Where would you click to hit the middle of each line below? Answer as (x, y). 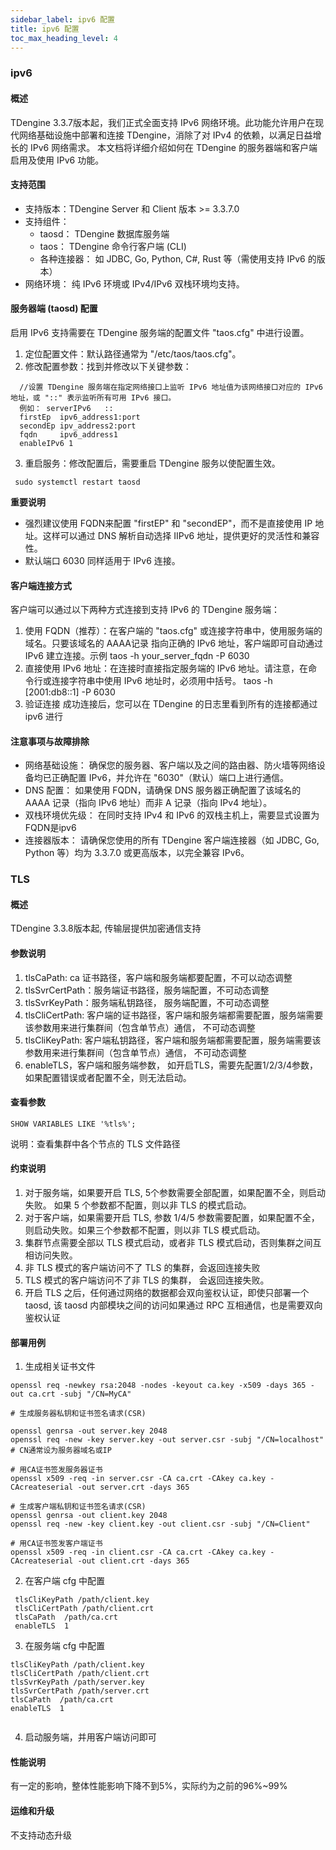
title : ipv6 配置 (45, 29)
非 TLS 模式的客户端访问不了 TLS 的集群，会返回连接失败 (142, 1268)
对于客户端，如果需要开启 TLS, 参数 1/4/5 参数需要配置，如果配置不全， (172, 1218)
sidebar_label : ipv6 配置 (62, 19)
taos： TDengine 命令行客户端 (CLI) (113, 246)
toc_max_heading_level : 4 (64, 38)
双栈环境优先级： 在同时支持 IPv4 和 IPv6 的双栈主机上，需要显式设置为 (172, 815)
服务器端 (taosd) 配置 (54, 308)
